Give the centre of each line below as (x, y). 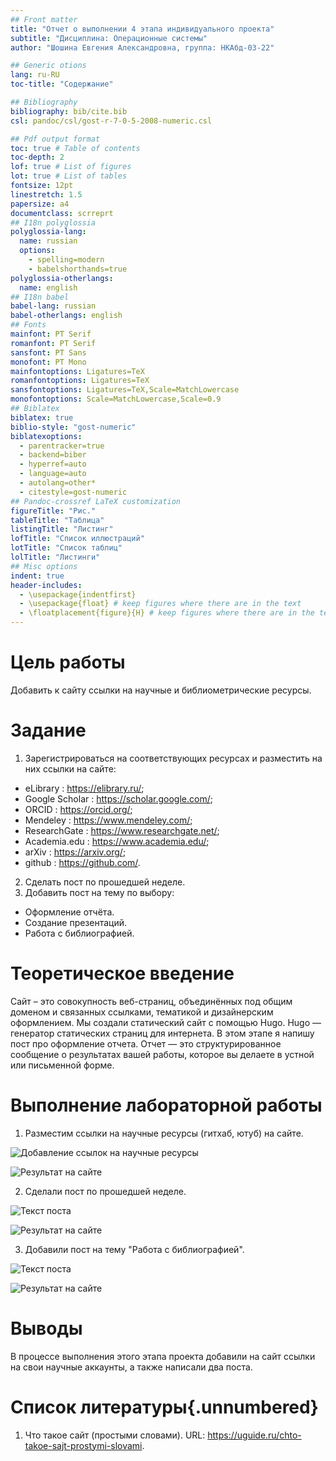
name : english (48, 287)
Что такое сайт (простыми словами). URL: (115, 1435)
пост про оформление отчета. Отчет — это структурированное (146, 1043)
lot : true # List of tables (69, 176)
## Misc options (44, 566)
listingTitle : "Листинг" (62, 529)
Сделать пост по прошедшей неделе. (105, 882)
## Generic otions (48, 66)
